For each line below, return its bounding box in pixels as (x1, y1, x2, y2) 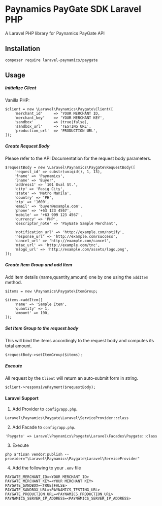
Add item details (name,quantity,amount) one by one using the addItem (5, 274, 149, 280)
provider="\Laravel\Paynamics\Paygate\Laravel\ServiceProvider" (5, 456, 140, 462)
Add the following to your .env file (12, 465, 81, 471)
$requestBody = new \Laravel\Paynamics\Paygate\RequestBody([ (5, 165, 135, 170)
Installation (5, 44, 40, 53)
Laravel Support (5, 395, 39, 401)
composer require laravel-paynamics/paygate (5, 58, 98, 63)
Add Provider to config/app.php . (12, 406, 78, 412)
